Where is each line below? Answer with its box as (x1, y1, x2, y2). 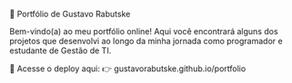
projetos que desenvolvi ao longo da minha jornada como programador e (9, 36, 284, 46)
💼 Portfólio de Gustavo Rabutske (9, 9, 131, 19)
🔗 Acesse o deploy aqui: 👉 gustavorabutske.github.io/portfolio (9, 63, 247, 74)
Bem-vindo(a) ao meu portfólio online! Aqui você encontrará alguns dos (9, 26, 279, 36)
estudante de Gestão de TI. (9, 45, 112, 56)
